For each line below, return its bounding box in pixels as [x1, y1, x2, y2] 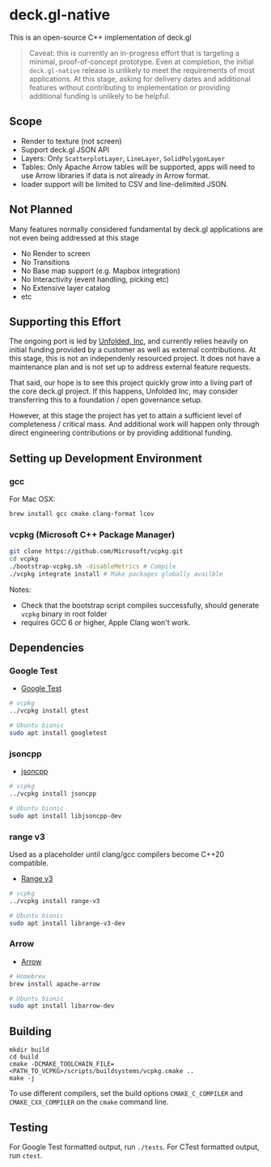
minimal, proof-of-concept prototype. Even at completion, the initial [28, 57, 254, 66]
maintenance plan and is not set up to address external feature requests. [9, 362, 252, 372]
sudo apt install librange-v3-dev [9, 919, 126, 927]
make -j [9, 1075, 36, 1083]
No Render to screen [20, 249, 91, 258]
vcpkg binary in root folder [20, 609, 108, 619]
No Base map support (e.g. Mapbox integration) [20, 266, 180, 275]
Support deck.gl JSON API [20, 144, 110, 155]
